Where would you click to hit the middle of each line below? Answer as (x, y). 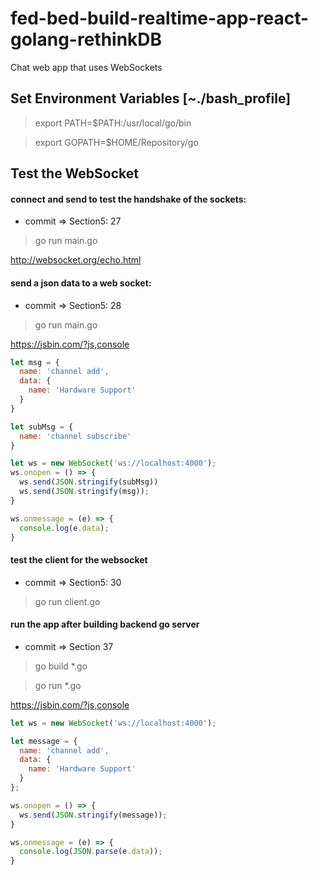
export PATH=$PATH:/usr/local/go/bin (113, 123)
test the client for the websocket (79, 560)
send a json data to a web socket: (81, 283)
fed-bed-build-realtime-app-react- (160, 18)
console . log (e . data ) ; (64, 528)
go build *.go (61, 666)
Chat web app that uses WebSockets (86, 67)
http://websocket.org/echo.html (76, 260)
